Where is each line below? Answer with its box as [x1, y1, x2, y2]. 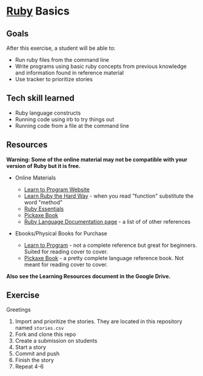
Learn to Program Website [24, 186, 90, 193]
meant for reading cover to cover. [24, 261, 108, 268]
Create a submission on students [15, 337, 98, 344]
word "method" [24, 198, 63, 206]
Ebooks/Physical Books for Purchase [15, 229, 107, 237]
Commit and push [15, 350, 60, 357]
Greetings [6, 306, 32, 314]
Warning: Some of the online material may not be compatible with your [6, 156, 188, 163]
